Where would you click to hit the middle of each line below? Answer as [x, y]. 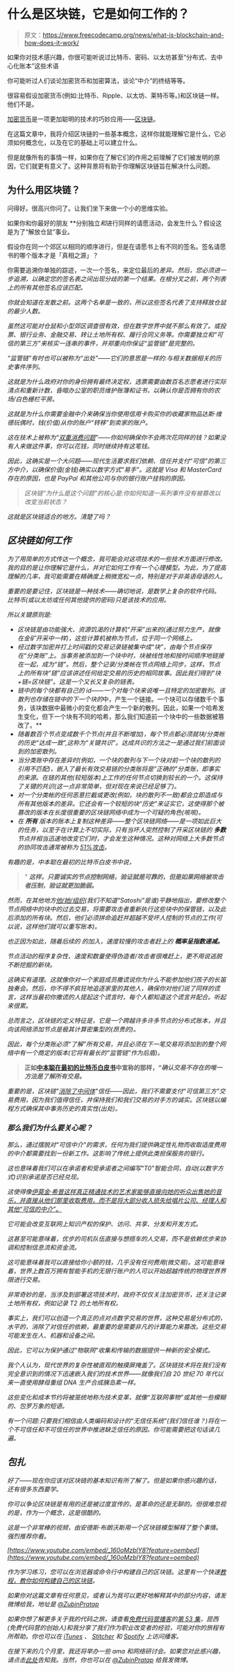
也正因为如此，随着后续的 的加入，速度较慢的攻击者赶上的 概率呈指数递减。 [115, 941]
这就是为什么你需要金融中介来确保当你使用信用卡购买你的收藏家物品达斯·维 [115, 414]
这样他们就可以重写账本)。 [63, 926]
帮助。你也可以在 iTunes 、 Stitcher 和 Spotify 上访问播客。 [98, 1636]
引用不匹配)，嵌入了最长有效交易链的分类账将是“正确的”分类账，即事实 [119, 769]
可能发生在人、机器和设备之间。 [53, 1335]
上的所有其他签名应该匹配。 [47, 287]
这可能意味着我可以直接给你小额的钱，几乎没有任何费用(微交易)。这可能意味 [116, 1262]
